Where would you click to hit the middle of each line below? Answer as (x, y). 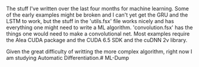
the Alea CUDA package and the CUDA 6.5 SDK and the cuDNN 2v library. (97, 40)
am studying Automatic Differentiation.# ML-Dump (68, 58)
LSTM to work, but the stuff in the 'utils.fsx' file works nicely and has (90, 21)
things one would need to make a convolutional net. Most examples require (98, 34)
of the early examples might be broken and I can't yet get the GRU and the (97, 15)
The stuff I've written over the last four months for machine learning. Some (97, 9)
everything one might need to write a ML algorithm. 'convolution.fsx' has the (99, 27)
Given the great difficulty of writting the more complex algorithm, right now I (99, 52)
